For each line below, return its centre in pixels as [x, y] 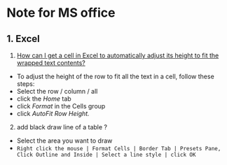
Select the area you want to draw [64, 141]
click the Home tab [44, 99]
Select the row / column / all [57, 91]
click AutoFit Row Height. [53, 114]
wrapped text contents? [51, 63]
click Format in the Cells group [61, 106]
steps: [26, 84]
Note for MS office [61, 13]
